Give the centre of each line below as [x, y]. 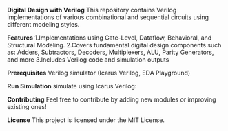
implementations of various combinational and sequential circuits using [108, 17]
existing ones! [27, 107]
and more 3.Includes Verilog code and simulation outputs [88, 60]
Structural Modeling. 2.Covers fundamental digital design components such [114, 45]
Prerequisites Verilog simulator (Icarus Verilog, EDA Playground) [99, 73]
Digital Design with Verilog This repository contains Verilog [92, 10]
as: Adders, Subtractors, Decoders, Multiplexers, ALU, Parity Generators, [111, 52]
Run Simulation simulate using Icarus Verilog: [72, 86]
